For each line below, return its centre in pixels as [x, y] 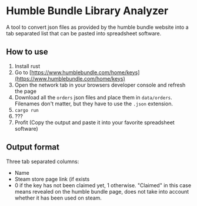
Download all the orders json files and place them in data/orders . [93, 97]
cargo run [27, 110]
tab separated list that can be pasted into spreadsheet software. [84, 33]
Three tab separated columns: [43, 161]
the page [26, 91]
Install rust [27, 66]
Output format [33, 147]
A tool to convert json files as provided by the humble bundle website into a [98, 27]
